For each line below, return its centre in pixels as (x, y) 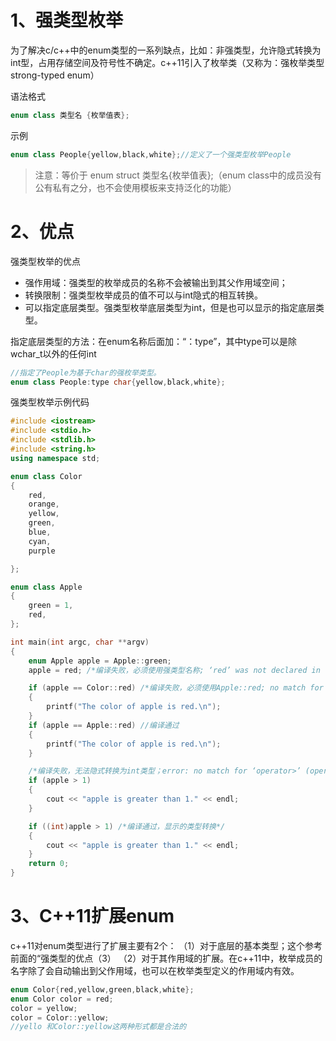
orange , (44, 504)
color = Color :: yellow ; (60, 1017)
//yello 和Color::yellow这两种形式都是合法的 (98, 1027)
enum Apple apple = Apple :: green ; (100, 661)
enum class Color (46, 476)
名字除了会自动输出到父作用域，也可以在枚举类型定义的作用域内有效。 (155, 970)
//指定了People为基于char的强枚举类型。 (86, 372)
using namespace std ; (55, 458)
